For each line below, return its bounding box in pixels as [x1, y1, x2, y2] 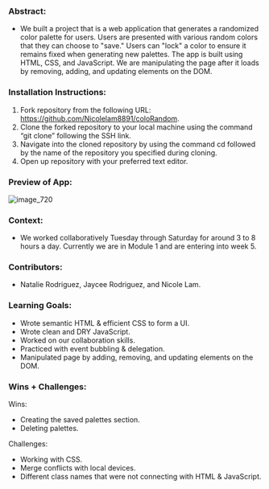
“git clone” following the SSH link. [19, 130, 131, 140]
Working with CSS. [19, 454, 83, 464]
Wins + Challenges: [8, 380, 87, 392]
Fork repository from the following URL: [19, 105, 151, 114]
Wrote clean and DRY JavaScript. [19, 327, 130, 336]
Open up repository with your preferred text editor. [19, 156, 188, 166]
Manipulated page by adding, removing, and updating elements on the [19, 352, 254, 362]
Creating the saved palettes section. [19, 415, 141, 425]
